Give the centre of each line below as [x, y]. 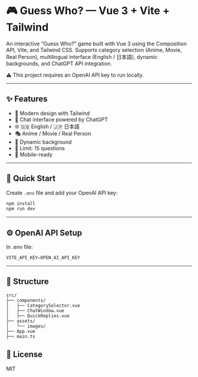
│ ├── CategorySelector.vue [43, 305]
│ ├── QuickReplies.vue [38, 316]
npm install [21, 203]
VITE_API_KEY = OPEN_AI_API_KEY [43, 258]
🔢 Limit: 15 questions [39, 148]
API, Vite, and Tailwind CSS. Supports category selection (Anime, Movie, [94, 49]
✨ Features [27, 99]
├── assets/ [21, 321]
